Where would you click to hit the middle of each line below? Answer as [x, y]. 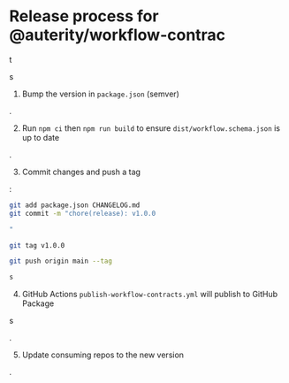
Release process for [84, 16]
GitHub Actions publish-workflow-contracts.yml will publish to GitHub [150, 295]
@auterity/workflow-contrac [118, 35]
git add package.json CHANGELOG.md [75, 205]
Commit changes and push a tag [81, 172]
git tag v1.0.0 [37, 245]
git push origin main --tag [61, 261]
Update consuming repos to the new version [103, 355]
